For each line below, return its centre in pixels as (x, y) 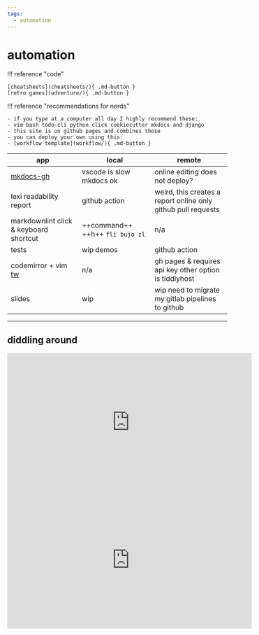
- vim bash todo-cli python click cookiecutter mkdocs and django (106, 125)
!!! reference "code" (36, 74)
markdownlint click (42, 221)
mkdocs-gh (30, 176)
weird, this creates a (188, 192)
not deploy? (174, 181)
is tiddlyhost (175, 279)
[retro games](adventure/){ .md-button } (68, 93)
